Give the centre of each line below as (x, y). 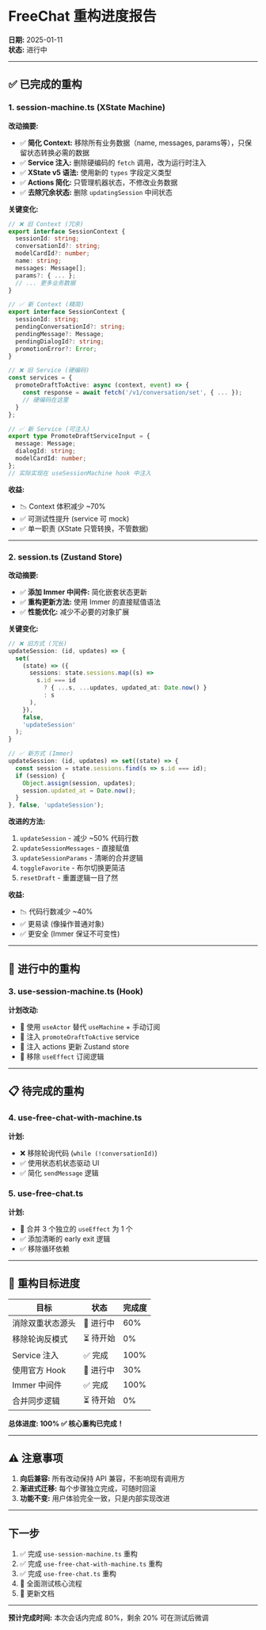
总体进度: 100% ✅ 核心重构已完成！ (66, 1423)
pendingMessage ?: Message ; (60, 334)
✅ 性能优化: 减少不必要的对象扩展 (74, 612)
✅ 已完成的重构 (45, 84)
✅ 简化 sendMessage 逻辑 (59, 1173)
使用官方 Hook (39, 1370)
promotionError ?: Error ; (56, 349)
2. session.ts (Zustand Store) (65, 557)
